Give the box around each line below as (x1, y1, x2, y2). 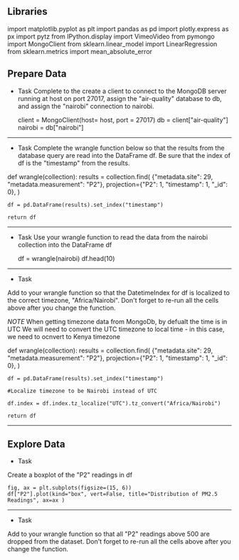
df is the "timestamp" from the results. (17, 158, 130, 167)
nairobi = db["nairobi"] (17, 123, 84, 131)
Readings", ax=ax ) (7, 497, 65, 504)
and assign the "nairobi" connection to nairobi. (17, 102, 154, 110)
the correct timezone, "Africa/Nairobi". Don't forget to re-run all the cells (7, 296, 219, 304)
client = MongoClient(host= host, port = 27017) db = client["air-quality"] (17, 115, 229, 124)
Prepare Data (7, 68, 67, 80)
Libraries (7, 6, 48, 18)
